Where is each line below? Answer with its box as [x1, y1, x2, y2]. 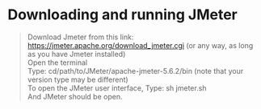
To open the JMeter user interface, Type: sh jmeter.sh [27, 83, 207, 93]
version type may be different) [27, 75, 128, 84]
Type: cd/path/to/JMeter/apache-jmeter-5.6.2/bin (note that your [27, 66, 244, 75]
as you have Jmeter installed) [27, 49, 126, 59]
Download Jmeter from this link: [27, 32, 134, 42]
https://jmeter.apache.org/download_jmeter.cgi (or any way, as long [27, 40, 254, 50]
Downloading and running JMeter [7, 6, 238, 24]
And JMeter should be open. [27, 91, 123, 101]
